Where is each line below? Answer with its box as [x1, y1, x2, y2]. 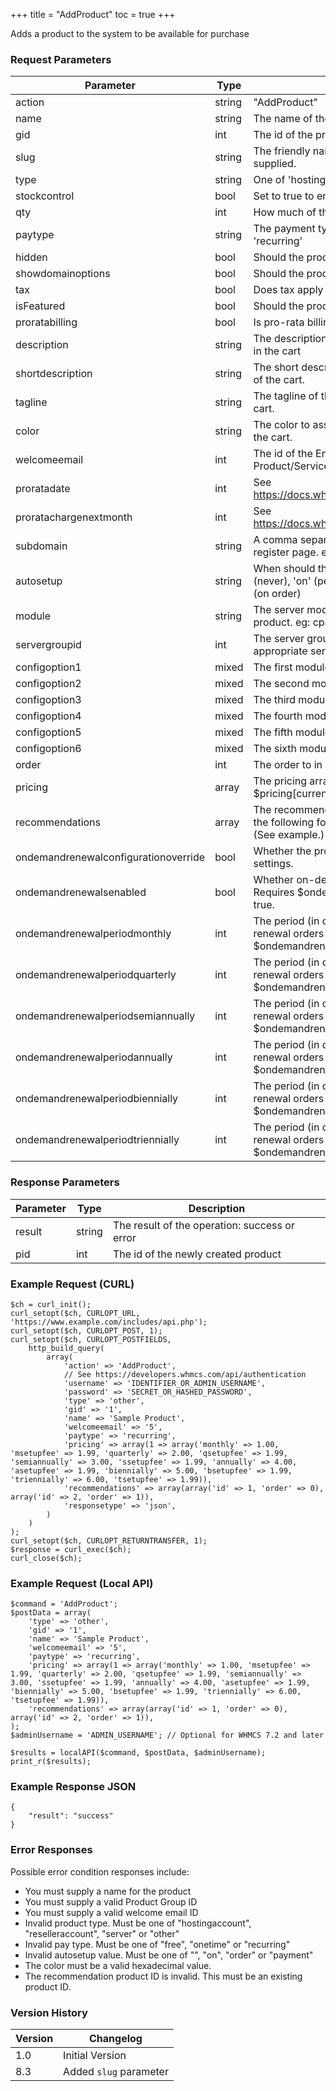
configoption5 [15, 725, 82, 739]
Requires [253, 885, 295, 899]
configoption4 [15, 709, 82, 723]
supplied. [253, 157, 297, 171]
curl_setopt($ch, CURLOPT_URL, [10, 1308, 141, 1318]
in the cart [253, 344, 302, 358]
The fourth [253, 709, 303, 723]
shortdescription [15, 367, 93, 381]
